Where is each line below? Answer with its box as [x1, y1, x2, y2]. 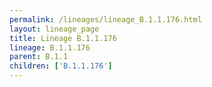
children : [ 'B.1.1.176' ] [9, 61, 113, 71]
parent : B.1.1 [9, 52, 69, 62]
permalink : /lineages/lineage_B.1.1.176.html [9, 14, 202, 25]
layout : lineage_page [9, 24, 100, 34]
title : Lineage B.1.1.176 [9, 33, 117, 43]
